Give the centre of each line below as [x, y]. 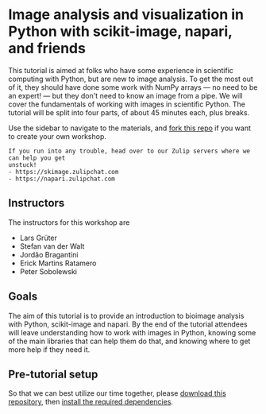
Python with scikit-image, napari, [120, 31]
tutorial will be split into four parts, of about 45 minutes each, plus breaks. [129, 112]
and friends [47, 48]
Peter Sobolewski [48, 271]
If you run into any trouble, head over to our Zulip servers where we [129, 151]
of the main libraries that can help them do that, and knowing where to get [129, 341]
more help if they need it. [49, 349]
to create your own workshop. [58, 136]
